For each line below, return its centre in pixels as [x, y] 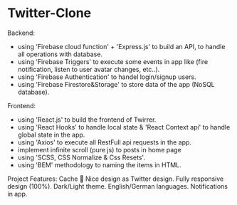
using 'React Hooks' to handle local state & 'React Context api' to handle [124, 127]
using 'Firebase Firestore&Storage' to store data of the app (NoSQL [116, 84]
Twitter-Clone [49, 13]
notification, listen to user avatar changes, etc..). [89, 69]
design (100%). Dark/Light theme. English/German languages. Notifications [117, 186]
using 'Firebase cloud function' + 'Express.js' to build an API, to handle [121, 46]
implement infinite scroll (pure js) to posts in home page [99, 149]
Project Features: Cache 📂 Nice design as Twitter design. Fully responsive [116, 179]
